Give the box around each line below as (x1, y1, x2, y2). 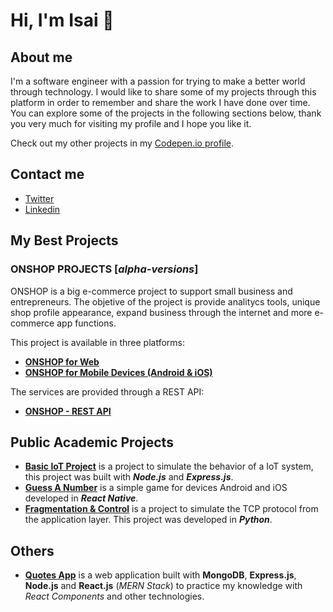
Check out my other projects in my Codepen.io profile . (10, 137, 235, 149)
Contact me (10, 166, 85, 183)
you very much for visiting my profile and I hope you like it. (10, 118, 252, 129)
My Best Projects (10, 232, 119, 249)
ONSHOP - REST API (24, 405, 112, 417)
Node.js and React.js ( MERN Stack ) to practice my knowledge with (24, 580, 303, 592)
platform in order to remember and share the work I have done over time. (10, 97, 311, 108)
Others (10, 542, 55, 559)
